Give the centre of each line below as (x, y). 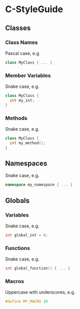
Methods (16, 118)
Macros (14, 281)
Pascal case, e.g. (23, 53)
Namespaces (26, 163)
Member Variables (28, 75)
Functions (17, 248)
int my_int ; (22, 100)
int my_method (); (28, 143)
